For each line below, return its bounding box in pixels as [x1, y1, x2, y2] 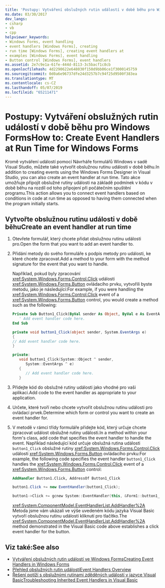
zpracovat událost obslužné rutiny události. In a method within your [12, 430, 147, 436]
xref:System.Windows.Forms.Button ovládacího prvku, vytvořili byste [12, 281, 152, 287]
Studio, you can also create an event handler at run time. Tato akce [5, 175, 141, 181]
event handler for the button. [12, 529, 70, 535]
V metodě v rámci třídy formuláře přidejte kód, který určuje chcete [12, 424, 146, 430]
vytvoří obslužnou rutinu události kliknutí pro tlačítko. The [12, 513, 127, 519]
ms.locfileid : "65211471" [5, 90, 58, 95]
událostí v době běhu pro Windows [5, 121, 150, 133]
